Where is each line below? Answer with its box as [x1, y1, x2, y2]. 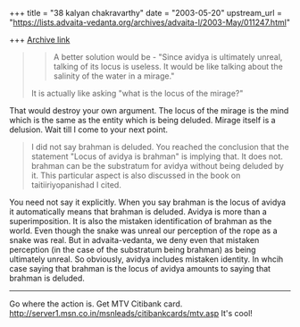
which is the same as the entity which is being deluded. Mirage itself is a [9, 115, 276, 125]
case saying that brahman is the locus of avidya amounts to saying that [9, 264, 271, 273]
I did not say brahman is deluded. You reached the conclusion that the [30, 142, 289, 152]
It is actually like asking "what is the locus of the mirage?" [30, 88, 244, 98]
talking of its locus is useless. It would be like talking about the [53, 62, 283, 71]
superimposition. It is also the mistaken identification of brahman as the [9, 216, 272, 226]
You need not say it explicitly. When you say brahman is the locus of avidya [9, 197, 287, 207]
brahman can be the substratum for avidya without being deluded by [30, 161, 284, 171]
